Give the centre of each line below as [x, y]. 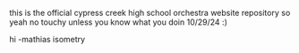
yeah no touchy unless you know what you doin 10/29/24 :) [119, 22]
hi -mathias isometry [47, 39]
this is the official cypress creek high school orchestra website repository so [150, 13]
